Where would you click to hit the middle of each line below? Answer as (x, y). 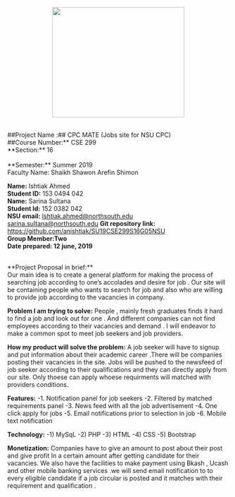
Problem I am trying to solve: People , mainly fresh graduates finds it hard (115, 311)
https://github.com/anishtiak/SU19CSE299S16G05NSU (86, 231)
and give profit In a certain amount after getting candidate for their (103, 456)
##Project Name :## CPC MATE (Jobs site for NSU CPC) (89, 135)
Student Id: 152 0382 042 (45, 209)
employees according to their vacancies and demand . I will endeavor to (112, 326)
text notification (30, 421)
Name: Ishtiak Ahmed (39, 186)
